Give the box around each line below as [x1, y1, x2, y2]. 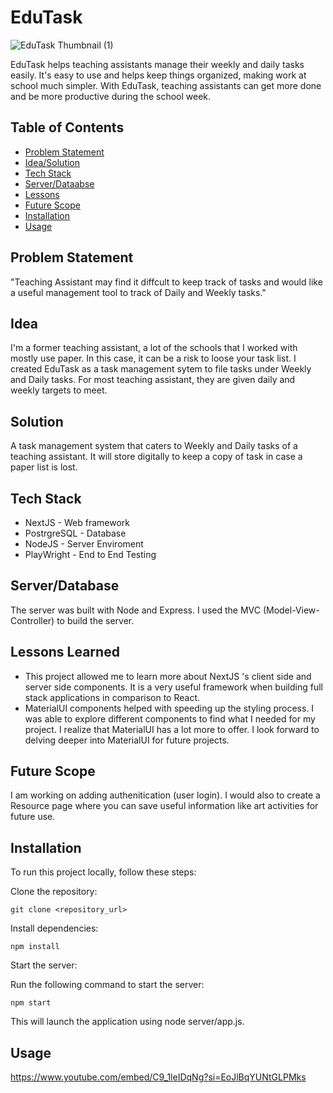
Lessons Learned [10, 644, 120, 661]
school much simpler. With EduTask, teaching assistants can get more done [10, 79, 322, 91]
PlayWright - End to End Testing [24, 549, 157, 560]
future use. [10, 811, 56, 823]
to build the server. [56, 614, 135, 626]
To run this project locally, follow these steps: [10, 866, 197, 878]
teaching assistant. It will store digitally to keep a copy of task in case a [10, 451, 303, 463]
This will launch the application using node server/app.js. [10, 1016, 245, 1028]
